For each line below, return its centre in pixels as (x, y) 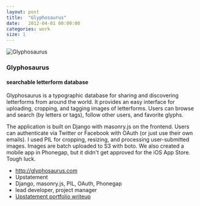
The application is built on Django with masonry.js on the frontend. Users (98, 127)
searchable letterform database (47, 82)
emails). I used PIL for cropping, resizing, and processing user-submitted (98, 140)
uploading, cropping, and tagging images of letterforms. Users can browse (100, 108)
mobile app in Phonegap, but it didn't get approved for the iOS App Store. (98, 153)
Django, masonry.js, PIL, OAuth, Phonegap (68, 184)
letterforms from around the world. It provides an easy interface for (91, 102)
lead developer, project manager (56, 190)
